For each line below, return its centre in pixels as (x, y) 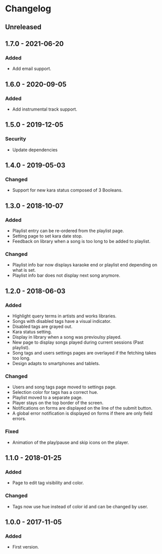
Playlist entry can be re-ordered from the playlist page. (68, 231)
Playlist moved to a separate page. (47, 398)
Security (16, 139)
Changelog (28, 9)
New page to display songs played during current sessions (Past (78, 342)
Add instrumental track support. (45, 109)
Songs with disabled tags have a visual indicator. (62, 321)
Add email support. (32, 69)
